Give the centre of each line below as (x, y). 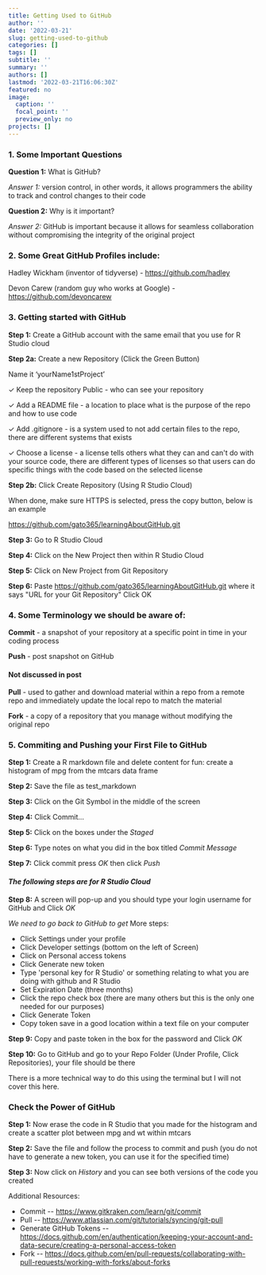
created (21, 1180)
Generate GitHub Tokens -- (64, 1228)
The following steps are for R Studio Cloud (79, 882)
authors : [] (28, 75)
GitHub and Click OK (42, 907)
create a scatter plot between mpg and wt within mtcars (100, 1133)
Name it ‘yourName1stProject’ (57, 374)
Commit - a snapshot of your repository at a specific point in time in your (128, 632)
